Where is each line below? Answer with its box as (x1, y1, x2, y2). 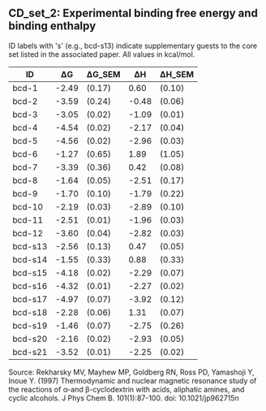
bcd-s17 (12, 293, 48, 305)
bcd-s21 (12, 346, 48, 357)
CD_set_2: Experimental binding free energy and (8, 6, 258, 20)
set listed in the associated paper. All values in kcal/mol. (8, 49, 195, 59)
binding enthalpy (8, 19, 97, 33)
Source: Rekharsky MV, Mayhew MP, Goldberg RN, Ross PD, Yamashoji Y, (8, 367, 255, 377)
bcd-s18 (12, 306, 48, 318)
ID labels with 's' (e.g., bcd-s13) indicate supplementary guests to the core (8, 41, 258, 50)
